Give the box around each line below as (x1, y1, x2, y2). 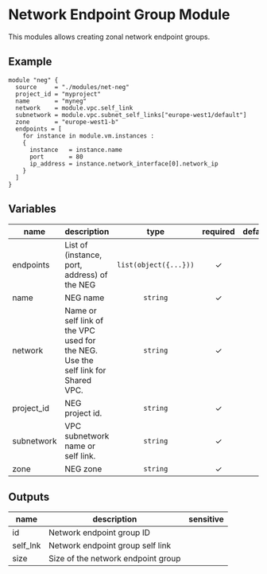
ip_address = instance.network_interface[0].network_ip (29, 159, 219, 168)
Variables (8, 202, 57, 216)
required (202, 225, 236, 236)
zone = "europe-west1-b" (15, 118, 119, 126)
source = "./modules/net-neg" (15, 83, 130, 91)
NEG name (64, 292, 105, 303)
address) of (64, 269, 109, 280)
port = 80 (29, 153, 83, 161)
